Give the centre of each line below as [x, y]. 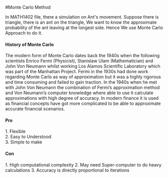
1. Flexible [16, 131]
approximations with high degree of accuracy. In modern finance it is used [82, 98]
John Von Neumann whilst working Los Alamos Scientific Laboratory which [83, 66]
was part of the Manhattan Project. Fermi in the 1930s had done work [77, 72]
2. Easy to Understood [28, 137]
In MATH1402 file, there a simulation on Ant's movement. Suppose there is [82, 17]
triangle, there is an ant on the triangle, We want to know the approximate [81, 22]
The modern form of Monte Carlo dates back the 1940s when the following [82, 56]
